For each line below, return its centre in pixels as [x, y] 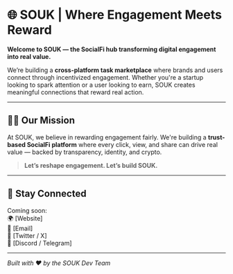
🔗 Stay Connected [47, 194]
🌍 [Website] [25, 218]
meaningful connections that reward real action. [76, 92]
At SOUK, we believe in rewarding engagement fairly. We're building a [107, 137]
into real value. [29, 56]
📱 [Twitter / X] [27, 235]
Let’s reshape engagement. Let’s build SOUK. [91, 165]
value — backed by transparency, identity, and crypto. [85, 152]
